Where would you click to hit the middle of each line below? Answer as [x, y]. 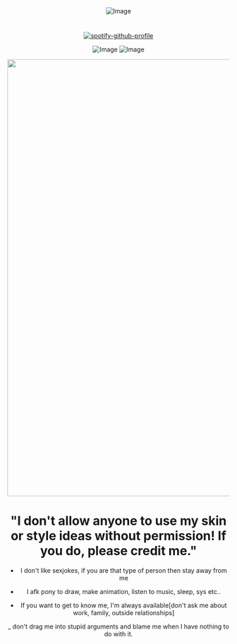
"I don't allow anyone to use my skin [119, 521]
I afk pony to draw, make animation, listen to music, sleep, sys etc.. [123, 592]
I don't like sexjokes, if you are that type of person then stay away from [124, 571]
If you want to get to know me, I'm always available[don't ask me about [124, 605]
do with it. [119, 634]
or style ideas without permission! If [119, 536]
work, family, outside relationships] [124, 613]
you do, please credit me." [119, 551]
